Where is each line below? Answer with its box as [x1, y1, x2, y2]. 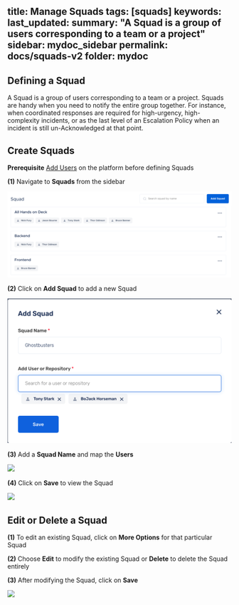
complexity [7, 116, 41, 125]
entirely [7, 562, 30, 571]
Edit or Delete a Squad [7, 514, 108, 527]
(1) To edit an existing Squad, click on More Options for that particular [7, 533, 213, 542]
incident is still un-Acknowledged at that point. [7, 124, 144, 133]
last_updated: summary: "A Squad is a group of [7, 17, 222, 29]
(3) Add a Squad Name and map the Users [7, 450, 134, 459]
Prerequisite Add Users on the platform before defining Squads [7, 163, 194, 172]
